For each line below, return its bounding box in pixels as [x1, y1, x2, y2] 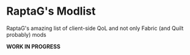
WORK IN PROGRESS [6, 43, 61, 50]
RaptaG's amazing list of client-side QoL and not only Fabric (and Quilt [6, 24, 184, 32]
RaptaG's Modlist [6, 4, 96, 18]
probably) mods [6, 31, 47, 38]
